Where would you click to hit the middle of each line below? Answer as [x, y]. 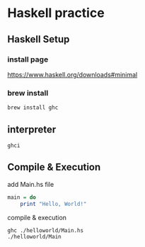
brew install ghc [33, 108]
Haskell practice [56, 13]
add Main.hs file [31, 184]
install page [28, 59]
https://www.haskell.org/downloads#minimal [72, 74]
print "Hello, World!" [53, 204]
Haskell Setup [39, 39]
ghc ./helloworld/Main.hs [45, 230]
